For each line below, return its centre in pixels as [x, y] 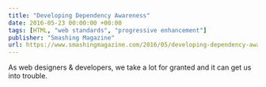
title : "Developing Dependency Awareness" [79, 15]
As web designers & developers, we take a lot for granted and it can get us [130, 67]
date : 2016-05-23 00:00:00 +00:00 [65, 23]
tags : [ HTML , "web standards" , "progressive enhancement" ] [108, 30]
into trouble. [28, 76]
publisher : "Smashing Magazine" [61, 38]
